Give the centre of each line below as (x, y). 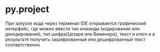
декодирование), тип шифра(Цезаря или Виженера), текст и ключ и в (80, 34)
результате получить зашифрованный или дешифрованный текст (75, 39)
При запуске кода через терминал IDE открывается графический (76, 23)
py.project (27, 9)
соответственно (23, 44)
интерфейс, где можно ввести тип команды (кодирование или (72, 28)
